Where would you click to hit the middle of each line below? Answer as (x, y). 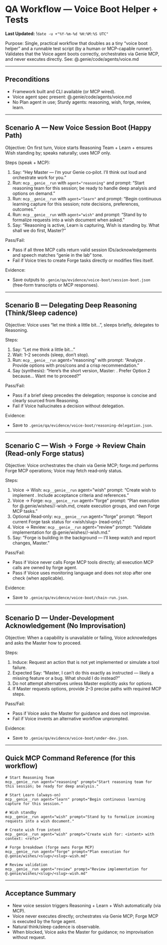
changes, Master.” (31, 543)
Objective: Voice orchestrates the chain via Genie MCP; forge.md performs (82, 466)
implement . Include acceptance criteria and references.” (71, 495)
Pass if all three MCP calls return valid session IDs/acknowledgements (84, 250)
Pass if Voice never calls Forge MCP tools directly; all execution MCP (83, 562)
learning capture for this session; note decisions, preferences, (76, 204)
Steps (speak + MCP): (28, 162)
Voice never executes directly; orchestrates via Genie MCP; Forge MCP (85, 916)
